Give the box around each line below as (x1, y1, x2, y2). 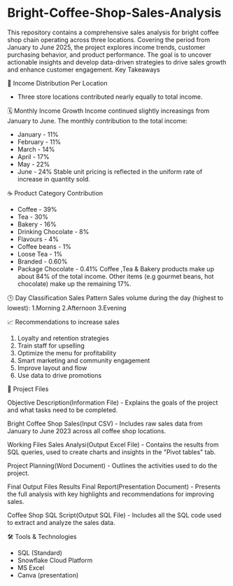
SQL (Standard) (17, 548, 63, 557)
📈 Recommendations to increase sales (7, 318, 120, 326)
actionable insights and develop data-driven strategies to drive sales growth (7, 57, 227, 66)
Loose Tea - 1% (17, 250, 63, 258)
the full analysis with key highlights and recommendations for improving (7, 489, 215, 498)
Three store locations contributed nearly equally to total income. (17, 93, 203, 101)
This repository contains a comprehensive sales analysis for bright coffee (7, 28, 219, 36)
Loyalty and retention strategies (17, 334, 110, 342)
